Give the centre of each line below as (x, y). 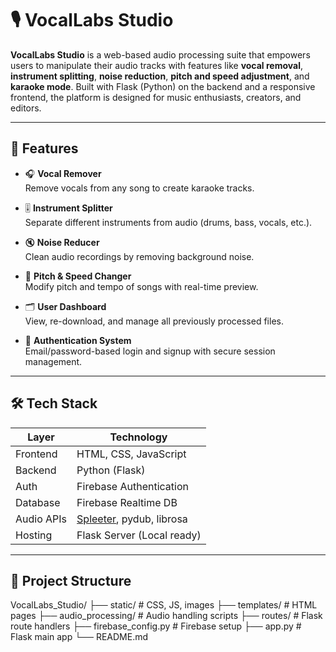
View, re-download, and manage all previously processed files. (154, 321)
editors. (26, 108)
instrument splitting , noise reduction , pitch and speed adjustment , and (160, 76)
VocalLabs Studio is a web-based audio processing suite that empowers (160, 54)
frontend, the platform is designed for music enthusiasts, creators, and (156, 97)
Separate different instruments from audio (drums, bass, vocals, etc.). (168, 222)
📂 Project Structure (71, 580)
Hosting (34, 535)
